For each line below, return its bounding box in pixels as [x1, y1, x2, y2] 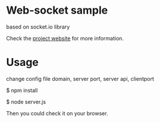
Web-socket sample [6, 4, 108, 17]
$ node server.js [6, 98, 46, 105]
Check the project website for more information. [6, 34, 124, 42]
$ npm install [6, 87, 38, 94]
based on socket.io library [6, 23, 70, 30]
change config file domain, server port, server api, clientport [6, 75, 155, 82]
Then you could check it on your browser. [6, 109, 108, 116]
